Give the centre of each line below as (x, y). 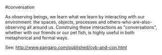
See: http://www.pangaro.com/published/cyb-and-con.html (66, 47)
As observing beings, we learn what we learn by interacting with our (75, 17)
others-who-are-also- (130, 22)
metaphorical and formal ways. (37, 38)
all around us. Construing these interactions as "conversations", (92, 27)
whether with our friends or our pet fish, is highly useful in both (70, 32)
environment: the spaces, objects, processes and (56, 22)
